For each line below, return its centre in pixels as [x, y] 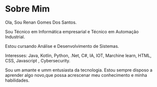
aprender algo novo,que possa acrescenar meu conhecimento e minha [76, 75]
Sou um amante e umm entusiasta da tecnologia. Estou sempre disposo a [79, 70]
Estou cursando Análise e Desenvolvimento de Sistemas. [62, 46]
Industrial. [15, 37]
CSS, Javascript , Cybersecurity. [38, 60]
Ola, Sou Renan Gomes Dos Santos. [41, 22]
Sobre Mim [28, 9]
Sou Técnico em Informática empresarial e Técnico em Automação [72, 31]
